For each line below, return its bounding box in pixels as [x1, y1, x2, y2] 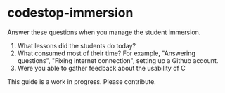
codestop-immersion [7, 5, 134, 21]
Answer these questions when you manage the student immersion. [7, 28, 201, 36]
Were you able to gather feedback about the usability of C [17, 64, 186, 72]
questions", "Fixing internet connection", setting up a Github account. [17, 56, 219, 64]
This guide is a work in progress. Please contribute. [7, 77, 156, 85]
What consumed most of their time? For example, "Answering [17, 49, 195, 57]
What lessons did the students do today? [17, 41, 136, 50]
